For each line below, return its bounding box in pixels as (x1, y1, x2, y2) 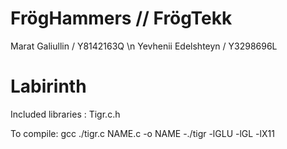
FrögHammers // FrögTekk (10, 7, 233, 30)
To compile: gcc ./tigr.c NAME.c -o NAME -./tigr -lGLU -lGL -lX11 (10, 127, 275, 139)
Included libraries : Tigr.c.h (10, 108, 121, 120)
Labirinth (10, 75, 87, 98)
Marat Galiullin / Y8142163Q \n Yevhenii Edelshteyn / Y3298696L (10, 40, 278, 52)
